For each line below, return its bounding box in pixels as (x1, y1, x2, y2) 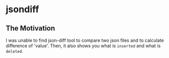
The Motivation (6, 24, 55, 33)
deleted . (6, 48, 23, 54)
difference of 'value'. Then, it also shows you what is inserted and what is (6, 43, 161, 49)
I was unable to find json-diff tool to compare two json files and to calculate (6, 37, 164, 43)
